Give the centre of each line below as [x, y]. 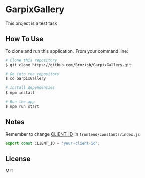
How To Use [24, 39]
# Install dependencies [30, 88]
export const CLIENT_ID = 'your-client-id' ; [53, 143]
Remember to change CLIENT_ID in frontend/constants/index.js [73, 134]
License [18, 159]
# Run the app [20, 102]
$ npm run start [22, 106]
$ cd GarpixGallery [26, 79]
